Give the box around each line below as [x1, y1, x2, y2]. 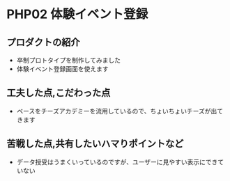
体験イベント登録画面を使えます [16, 65, 109, 73]
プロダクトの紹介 [6, 36, 80, 48]
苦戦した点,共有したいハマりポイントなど [6, 138, 184, 150]
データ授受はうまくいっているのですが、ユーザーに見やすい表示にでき [16, 157, 218, 166]
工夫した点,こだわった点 [6, 87, 111, 99]
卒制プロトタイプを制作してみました [16, 56, 121, 64]
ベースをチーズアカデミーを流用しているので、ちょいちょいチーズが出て [16, 107, 224, 115]
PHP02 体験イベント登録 [6, 6, 148, 22]
